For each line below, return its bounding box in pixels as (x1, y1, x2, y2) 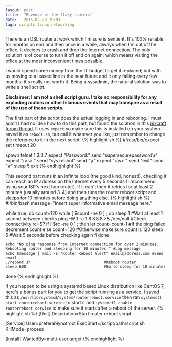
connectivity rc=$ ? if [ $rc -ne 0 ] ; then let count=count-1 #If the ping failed (5, 221, 166, 227)
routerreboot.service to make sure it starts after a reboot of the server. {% (5, 305, 164, 311)
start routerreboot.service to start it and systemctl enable (5, 300, 132, 306)
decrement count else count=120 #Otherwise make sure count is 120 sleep (5, 226, 164, 233)
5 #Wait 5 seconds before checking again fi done (5, 232, 109, 238)
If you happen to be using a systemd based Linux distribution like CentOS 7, (5, 283, 165, 290)
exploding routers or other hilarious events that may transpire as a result (5, 100, 163, 106)
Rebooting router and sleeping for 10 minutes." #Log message (5, 246, 141, 252)
